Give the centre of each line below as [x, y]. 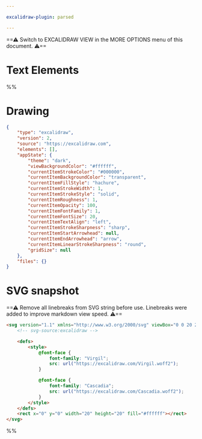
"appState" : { [35, 155]
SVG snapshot [43, 291]
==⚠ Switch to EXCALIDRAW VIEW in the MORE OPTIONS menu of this [95, 39]
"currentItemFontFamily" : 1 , [64, 211]
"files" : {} [32, 261]
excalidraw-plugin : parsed [40, 17]
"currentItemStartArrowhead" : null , [74, 233]
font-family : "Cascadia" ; [81, 386]
